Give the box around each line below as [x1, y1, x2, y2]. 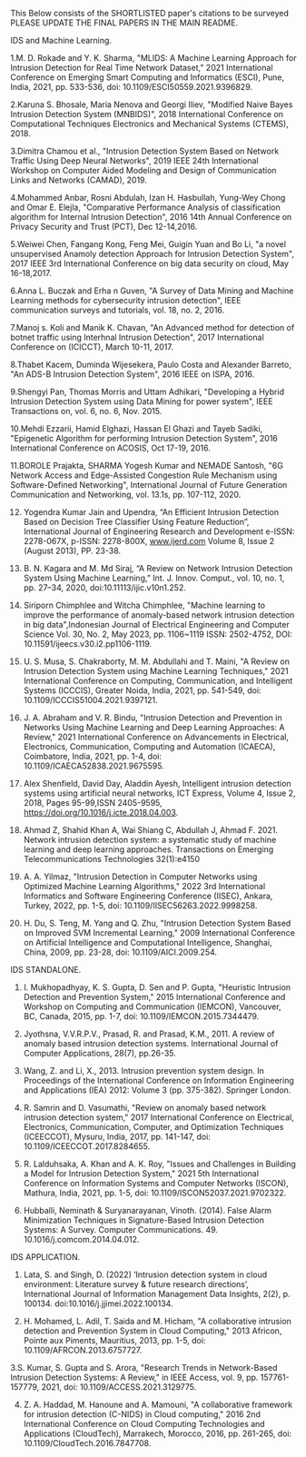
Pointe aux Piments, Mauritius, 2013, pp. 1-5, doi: [23, 1335, 206, 1345]
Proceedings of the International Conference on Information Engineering [23, 1075, 294, 1085]
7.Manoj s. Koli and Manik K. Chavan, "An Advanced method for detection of [10, 322, 295, 332]
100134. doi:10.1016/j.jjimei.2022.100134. [23, 1298, 173, 1309]
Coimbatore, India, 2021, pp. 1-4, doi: [23, 751, 163, 761]
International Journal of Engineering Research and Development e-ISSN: [23, 526, 295, 537]
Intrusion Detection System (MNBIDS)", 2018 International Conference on [10, 109, 284, 119]
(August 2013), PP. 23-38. [23, 545, 122, 556]
